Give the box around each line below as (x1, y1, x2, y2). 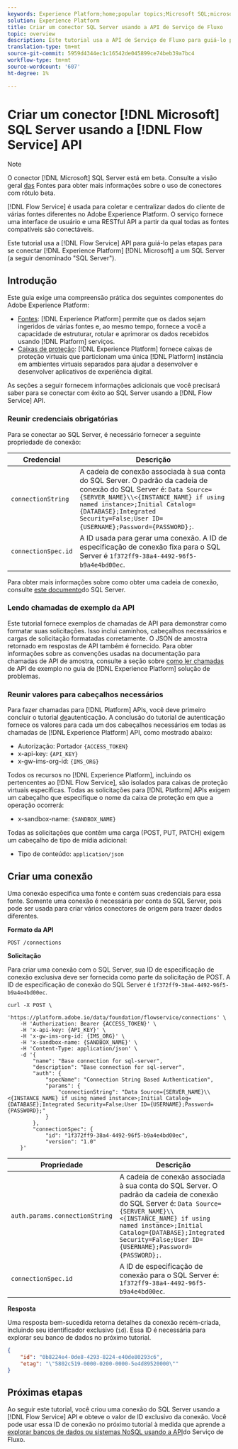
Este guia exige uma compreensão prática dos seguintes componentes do (7, 294, 224, 302)
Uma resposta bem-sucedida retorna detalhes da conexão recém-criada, (7, 1318, 221, 1326)
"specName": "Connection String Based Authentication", (45, 1076, 214, 1083)
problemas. (7, 672, 40, 680)
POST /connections (7, 939, 62, 946)
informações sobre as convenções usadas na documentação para (7, 649, 200, 657)
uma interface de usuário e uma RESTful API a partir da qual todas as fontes (7, 218, 229, 226)
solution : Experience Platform (7, 17, 100, 24)
